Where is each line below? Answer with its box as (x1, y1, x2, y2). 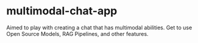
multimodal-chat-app (6, 4, 118, 18)
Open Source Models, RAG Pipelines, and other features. (6, 30, 149, 37)
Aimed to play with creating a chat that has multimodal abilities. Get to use (6, 24, 193, 31)
